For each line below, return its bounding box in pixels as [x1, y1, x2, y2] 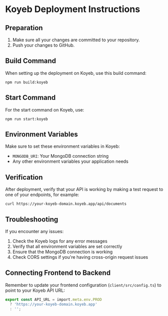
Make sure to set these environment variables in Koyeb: [5, 143, 120, 149]
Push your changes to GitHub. [12, 42, 75, 48]
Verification [5, 173, 43, 181]
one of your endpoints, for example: [5, 192, 79, 198]
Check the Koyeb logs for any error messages [12, 238, 108, 244]
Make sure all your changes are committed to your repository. [12, 37, 140, 43]
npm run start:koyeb [5, 117, 49, 122]
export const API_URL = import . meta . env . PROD [5, 297, 102, 302]
